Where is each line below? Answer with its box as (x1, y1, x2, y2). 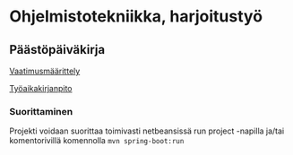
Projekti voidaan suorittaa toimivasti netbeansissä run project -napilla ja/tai (9, 125, 285, 136)
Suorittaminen (9, 105, 73, 117)
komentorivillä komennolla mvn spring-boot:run (9, 135, 185, 146)
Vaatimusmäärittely (9, 65, 81, 76)
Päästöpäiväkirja (9, 42, 106, 57)
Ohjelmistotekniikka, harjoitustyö (9, 6, 263, 27)
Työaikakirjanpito (9, 83, 73, 93)
